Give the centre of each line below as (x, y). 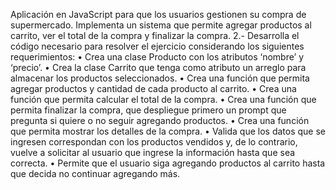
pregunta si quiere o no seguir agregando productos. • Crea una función (160, 120)
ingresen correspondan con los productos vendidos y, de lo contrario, (154, 142)
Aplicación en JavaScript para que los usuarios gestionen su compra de (158, 14)
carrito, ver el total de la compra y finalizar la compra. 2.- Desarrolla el (155, 35)
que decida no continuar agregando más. (95, 173)
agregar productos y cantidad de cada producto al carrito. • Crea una (153, 88)
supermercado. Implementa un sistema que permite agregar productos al (161, 25)
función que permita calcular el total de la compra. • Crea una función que (163, 99)
